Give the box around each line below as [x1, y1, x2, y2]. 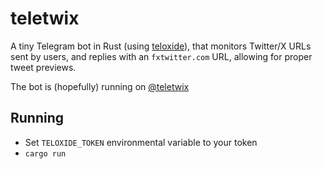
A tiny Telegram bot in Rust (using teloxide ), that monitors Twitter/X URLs [10, 40, 312, 52]
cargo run [24, 148, 67, 159]
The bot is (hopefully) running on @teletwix [10, 80, 190, 92]
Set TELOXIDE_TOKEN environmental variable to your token [24, 136, 258, 148]
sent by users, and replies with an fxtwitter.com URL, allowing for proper [10, 50, 313, 62]
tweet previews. [10, 61, 77, 73]
